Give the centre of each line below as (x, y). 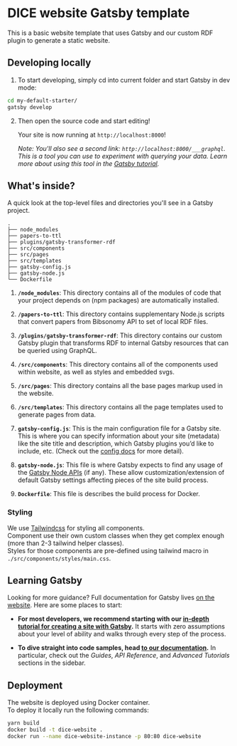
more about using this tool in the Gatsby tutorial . (88, 163)
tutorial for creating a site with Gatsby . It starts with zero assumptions (121, 626)
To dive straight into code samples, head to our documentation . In (117, 648)
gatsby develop (30, 107)
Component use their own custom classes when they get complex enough (116, 535)
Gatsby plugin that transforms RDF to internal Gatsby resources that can (123, 343)
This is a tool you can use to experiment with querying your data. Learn (122, 156)
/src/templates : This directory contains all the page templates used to (120, 407)
